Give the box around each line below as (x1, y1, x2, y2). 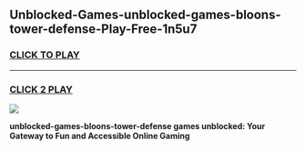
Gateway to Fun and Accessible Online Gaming (9, 130, 190, 141)
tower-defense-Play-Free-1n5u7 (9, 22, 198, 37)
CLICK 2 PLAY (9, 83, 73, 95)
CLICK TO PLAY (9, 49, 80, 62)
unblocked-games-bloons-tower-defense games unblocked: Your (9, 120, 266, 131)
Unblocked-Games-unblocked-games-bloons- (9, 7, 281, 23)
